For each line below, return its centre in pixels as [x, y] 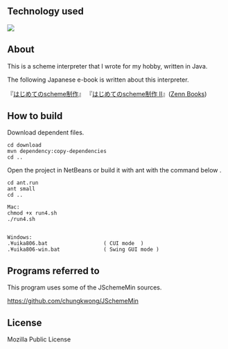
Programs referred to [53, 270]
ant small [21, 189]
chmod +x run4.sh [32, 213]
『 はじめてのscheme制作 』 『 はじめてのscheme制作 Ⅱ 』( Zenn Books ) [107, 93]
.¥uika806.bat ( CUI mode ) [76, 244]
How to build [35, 116]
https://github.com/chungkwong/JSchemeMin [73, 301]
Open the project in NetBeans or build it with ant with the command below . [114, 170]
